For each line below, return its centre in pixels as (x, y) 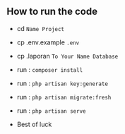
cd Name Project (41, 28)
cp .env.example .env (48, 42)
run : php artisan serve (51, 110)
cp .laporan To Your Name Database (67, 56)
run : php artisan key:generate (63, 83)
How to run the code (52, 12)
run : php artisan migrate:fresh (64, 97)
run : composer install (50, 69)
